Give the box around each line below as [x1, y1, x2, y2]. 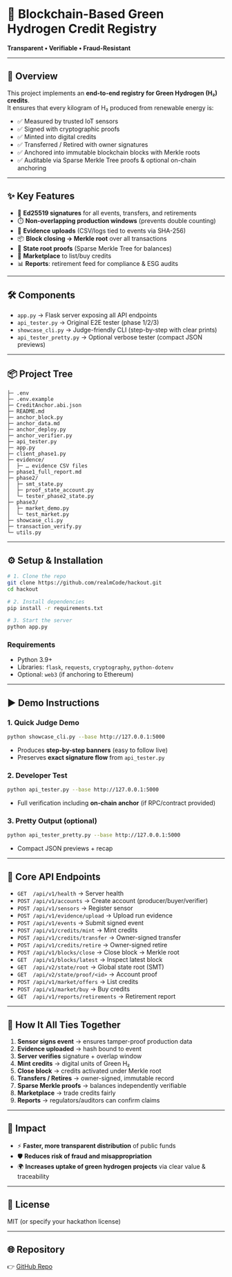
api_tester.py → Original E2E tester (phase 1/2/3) [17, 319, 159, 327]
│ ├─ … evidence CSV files [7, 463, 88, 470]
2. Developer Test [7, 770, 68, 780]
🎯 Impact [7, 1123, 46, 1134]
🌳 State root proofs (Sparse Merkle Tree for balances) [17, 244, 173, 252]
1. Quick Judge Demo [7, 717, 79, 727]
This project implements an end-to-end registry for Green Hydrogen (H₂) [7, 89, 217, 97]
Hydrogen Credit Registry [7, 21, 157, 37]
